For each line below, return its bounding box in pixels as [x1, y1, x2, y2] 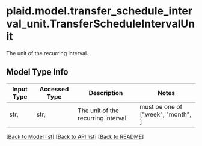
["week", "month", [139, 110, 192, 118]
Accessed [39, 85, 69, 93]
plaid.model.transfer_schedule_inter [6, 4, 193, 18]
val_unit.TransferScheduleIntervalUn [6, 17, 195, 31]
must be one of [139, 102, 183, 111]
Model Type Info [6, 67, 69, 78]
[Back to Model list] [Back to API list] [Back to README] [6, 133, 144, 140]
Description [88, 88, 123, 97]
